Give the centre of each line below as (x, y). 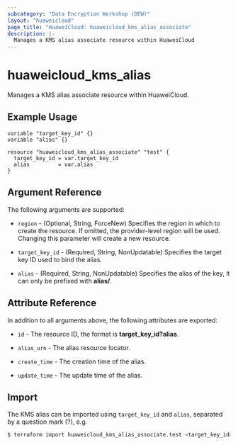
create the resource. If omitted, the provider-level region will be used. (119, 230)
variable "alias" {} (38, 140)
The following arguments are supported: (66, 209)
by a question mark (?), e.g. (47, 422)
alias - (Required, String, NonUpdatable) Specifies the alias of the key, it (124, 273)
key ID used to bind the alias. (60, 259)
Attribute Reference (52, 303)
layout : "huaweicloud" (41, 21)
